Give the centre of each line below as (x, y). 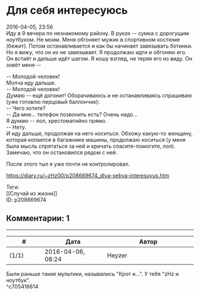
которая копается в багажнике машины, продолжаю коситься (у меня (96, 139)
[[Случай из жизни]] (32, 193)
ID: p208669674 (26, 200)
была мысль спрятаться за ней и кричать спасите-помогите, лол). (91, 146)
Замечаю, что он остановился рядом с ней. (62, 152)
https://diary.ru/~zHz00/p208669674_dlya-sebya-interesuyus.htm (88, 175)
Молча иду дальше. (31, 83)
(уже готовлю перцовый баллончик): (53, 101)
